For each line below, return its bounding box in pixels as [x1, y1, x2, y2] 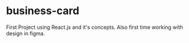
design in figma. [6, 29, 45, 37]
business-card [6, 4, 79, 18]
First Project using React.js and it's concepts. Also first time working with [6, 24, 184, 31]
